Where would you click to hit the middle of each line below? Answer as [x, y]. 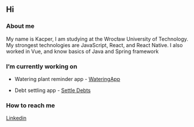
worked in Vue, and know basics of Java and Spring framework [82, 51]
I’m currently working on [42, 66]
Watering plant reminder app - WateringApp [67, 79]
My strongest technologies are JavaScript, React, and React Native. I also [94, 45]
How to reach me [31, 105]
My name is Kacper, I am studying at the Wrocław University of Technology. [97, 39]
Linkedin [16, 118]
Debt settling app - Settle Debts [53, 90]
